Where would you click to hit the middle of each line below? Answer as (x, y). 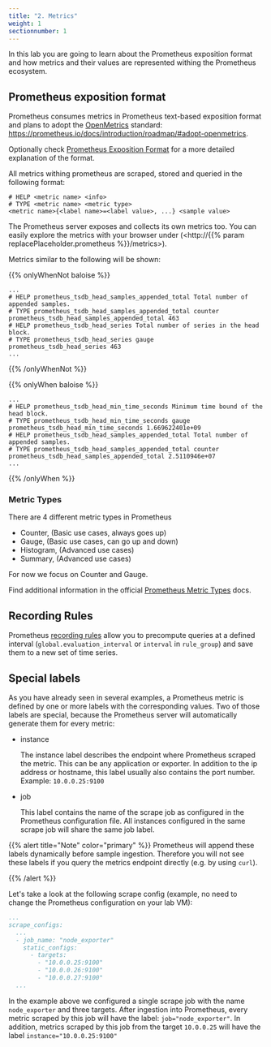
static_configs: (51, 948)
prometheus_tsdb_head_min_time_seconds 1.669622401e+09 (105, 428)
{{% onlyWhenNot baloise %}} (60, 275)
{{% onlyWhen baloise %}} (54, 385)
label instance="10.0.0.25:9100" (63, 1035)
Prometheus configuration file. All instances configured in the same (133, 821)
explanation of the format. (52, 158)
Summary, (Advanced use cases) (75, 559)
